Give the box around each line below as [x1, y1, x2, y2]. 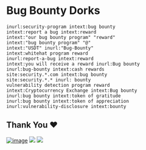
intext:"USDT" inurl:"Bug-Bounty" [6, 45, 94, 51]
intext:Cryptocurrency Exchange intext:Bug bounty [6, 87, 137, 94]
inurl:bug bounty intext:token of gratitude [6, 92, 121, 99]
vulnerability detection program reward [6, 82, 111, 88]
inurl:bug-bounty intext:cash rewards [6, 66, 105, 72]
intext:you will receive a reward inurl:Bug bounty [6, 61, 140, 67]
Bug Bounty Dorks [6, 4, 100, 18]
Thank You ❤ [6, 120, 58, 131]
